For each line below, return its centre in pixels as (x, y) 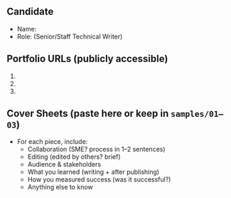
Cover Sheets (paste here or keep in (88, 114)
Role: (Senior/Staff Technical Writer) (70, 36)
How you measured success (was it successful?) (99, 179)
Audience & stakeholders (64, 165)
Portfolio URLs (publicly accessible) (87, 59)
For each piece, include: (52, 142)
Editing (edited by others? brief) (74, 157)
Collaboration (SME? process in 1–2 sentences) (96, 150)
